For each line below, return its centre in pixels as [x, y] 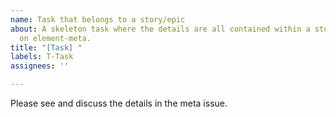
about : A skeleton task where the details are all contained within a [160, 29]
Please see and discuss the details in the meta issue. [119, 103]
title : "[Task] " [46, 47]
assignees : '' [40, 66]
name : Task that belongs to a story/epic [98, 19]
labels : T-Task [42, 57]
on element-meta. [55, 38]
